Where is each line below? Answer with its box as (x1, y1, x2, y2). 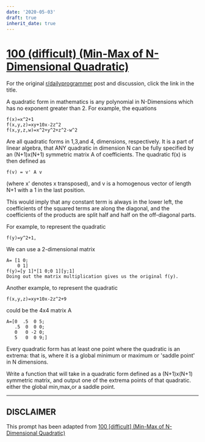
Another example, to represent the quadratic (6, 284, 118, 292)
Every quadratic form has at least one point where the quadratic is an (6, 345, 181, 353)
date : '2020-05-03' (6, 9, 56, 15)
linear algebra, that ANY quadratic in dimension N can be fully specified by (6, 144, 194, 152)
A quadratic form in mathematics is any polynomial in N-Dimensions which (6, 98, 194, 106)
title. (6, 86, 18, 94)
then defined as (6, 157, 46, 165)
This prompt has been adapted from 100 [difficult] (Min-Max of (6, 423, 165, 430)
